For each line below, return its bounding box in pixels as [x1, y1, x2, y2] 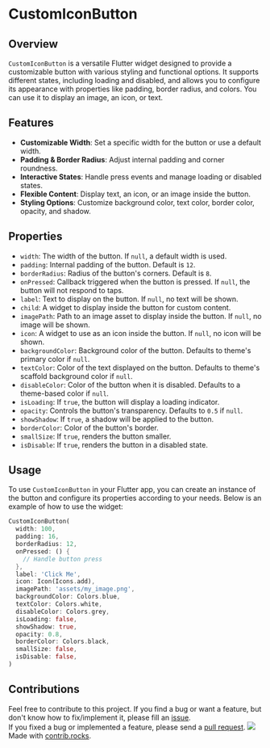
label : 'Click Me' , [15, 570, 81, 578]
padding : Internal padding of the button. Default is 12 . [19, 259, 196, 269]
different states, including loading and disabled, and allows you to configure [8, 76, 260, 85]
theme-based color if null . [19, 389, 109, 398]
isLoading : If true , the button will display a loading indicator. [19, 397, 220, 406]
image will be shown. [19, 320, 90, 330]
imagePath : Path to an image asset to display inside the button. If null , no [19, 311, 262, 321]
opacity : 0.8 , [15, 630, 63, 638]
